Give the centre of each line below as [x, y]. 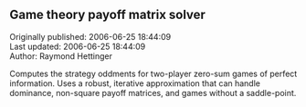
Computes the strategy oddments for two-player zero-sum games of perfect [153, 73]
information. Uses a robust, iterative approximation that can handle [135, 83]
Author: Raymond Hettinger [61, 56]
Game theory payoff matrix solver [107, 15]
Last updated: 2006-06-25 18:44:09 [78, 46]
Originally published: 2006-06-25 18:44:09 [90, 36]
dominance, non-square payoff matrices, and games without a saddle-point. [153, 92]
